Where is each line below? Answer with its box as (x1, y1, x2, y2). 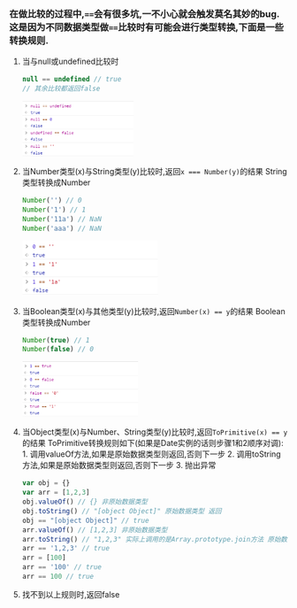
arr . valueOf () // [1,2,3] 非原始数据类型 (21, 525, 168, 535)
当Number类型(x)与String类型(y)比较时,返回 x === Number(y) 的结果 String (21, 166, 287, 177)
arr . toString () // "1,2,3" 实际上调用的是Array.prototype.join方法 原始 (21, 535, 281, 543)
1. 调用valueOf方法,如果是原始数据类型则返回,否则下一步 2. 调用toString (21, 449, 281, 459)
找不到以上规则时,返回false (21, 589, 120, 599)
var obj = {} (21, 479, 71, 488)
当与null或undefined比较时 (21, 56, 119, 67)
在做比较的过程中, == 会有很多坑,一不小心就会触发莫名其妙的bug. (9, 7, 280, 19)
